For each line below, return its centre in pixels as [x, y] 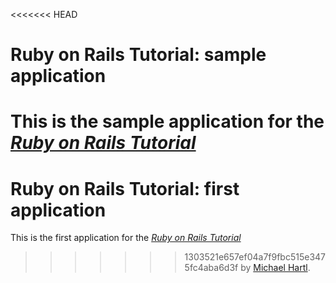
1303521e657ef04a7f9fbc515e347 [255, 257]
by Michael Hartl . [275, 268]
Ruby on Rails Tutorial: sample [138, 55]
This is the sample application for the [167, 121]
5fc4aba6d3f [211, 268]
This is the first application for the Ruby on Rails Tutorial [126, 238]
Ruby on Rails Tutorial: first [125, 188]
